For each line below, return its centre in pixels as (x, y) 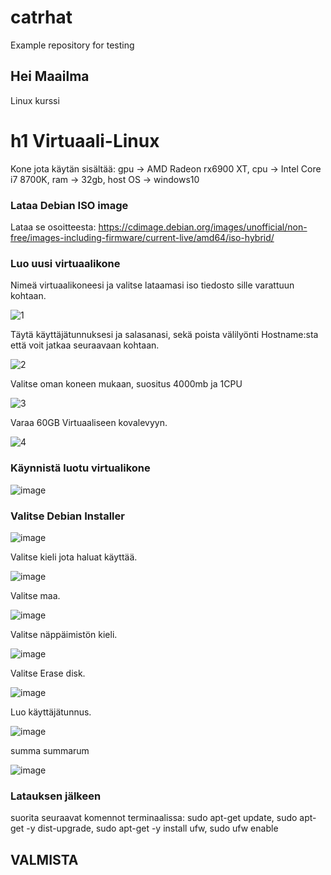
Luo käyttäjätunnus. (51, 712)
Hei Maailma (50, 76)
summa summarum (50, 750)
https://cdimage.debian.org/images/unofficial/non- (203, 227)
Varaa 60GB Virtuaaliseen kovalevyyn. (89, 423)
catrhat (41, 17)
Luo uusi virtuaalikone (65, 263)
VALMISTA (44, 859)
